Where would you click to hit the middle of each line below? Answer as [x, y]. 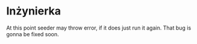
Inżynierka [34, 11]
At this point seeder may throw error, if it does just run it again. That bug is [99, 28]
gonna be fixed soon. [33, 34]
